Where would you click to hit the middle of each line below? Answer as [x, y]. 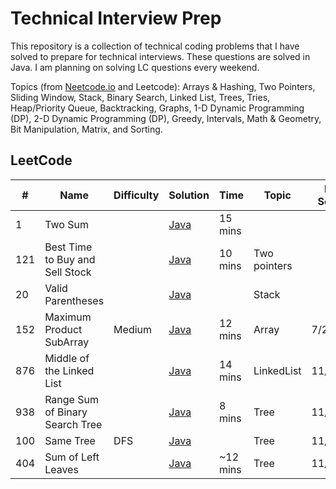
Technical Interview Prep [116, 18]
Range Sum [71, 399]
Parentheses [74, 300]
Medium [133, 329]
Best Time [68, 247]
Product [63, 329]
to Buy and [70, 259]
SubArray [67, 342]
